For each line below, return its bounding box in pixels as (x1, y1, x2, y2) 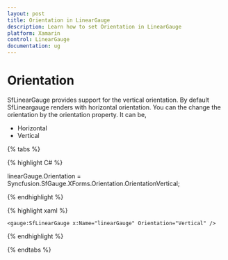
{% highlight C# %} (7, 158, 63, 167)
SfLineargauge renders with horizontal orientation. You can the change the (7, 102, 221, 112)
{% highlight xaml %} (7, 206, 68, 215)
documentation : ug (7, 43, 60, 49)
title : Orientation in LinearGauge (7, 17, 111, 24)
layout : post (7, 10, 45, 17)
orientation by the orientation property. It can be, (7, 110, 147, 118)
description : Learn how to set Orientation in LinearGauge (7, 23, 182, 30)
